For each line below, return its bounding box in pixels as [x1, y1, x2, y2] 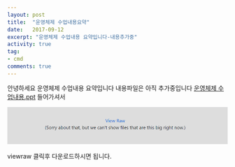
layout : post [7, 11, 45, 18]
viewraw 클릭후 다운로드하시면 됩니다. [7, 152, 112, 161]
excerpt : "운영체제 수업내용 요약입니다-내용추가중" [7, 34, 138, 41]
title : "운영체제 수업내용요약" [7, 18, 90, 26]
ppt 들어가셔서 [25, 92, 66, 101]
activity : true [7, 41, 52, 48]
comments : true [7, 63, 52, 70]
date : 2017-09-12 [7, 26, 64, 33]
